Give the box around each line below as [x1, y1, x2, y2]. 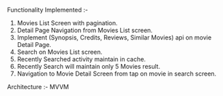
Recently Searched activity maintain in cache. [16, 55, 146, 63]
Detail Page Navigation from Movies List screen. [16, 27, 153, 34]
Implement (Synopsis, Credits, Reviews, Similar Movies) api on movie [16, 33, 212, 42]
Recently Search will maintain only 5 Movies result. [16, 63, 161, 70]
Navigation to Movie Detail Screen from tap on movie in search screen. [16, 69, 217, 78]
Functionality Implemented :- [7, 6, 88, 14]
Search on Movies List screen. [16, 48, 103, 56]
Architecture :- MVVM [7, 83, 70, 91]
